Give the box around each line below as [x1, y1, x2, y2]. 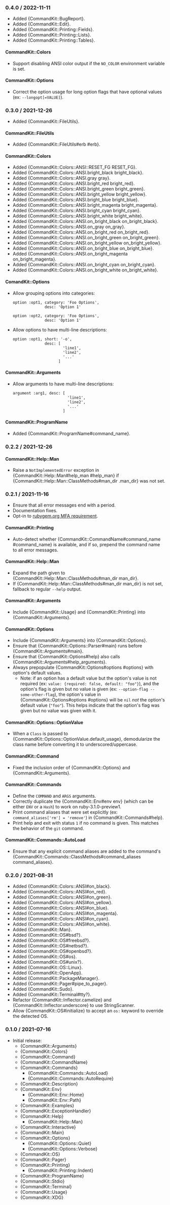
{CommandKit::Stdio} [20, 1178, 65, 1184]
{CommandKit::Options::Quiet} [27, 1140, 92, 1146]
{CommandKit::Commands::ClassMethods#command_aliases [12, 854, 141, 860]
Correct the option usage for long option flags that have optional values [12, 89, 162, 95]
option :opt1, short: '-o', [12, 337, 72, 342]
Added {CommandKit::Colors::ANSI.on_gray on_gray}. [12, 223, 125, 230]
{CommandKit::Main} [20, 1129, 64, 1135]
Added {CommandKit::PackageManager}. [12, 975, 100, 982]
